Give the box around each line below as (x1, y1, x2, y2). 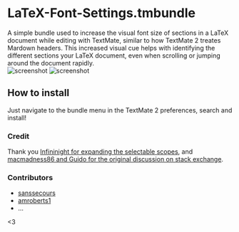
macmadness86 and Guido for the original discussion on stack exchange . (7, 155, 223, 164)
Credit (7, 131, 30, 141)
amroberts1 (17, 196, 51, 205)
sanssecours (17, 189, 56, 197)
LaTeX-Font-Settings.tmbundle (7, 5, 196, 21)
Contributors (7, 172, 54, 182)
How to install (7, 87, 70, 99)
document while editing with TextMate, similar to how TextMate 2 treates (7, 36, 221, 44)
